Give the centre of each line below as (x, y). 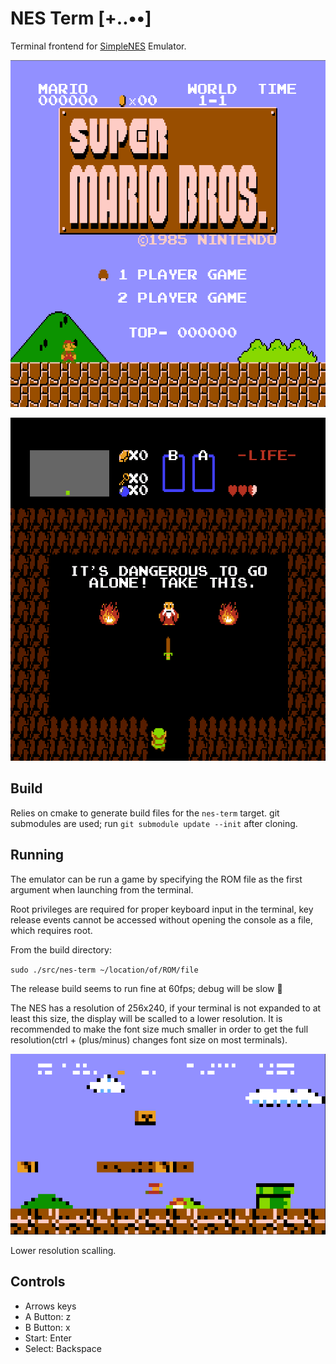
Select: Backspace (63, 1348)
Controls (38, 1282)
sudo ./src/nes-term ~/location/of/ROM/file (104, 970)
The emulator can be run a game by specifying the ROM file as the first (156, 879)
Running (37, 855)
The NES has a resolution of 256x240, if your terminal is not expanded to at (166, 1008)
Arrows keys (50, 1306)
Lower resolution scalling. (63, 1250)
